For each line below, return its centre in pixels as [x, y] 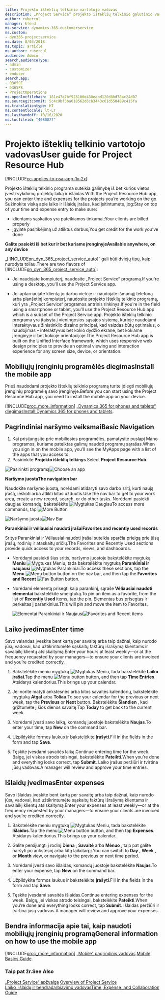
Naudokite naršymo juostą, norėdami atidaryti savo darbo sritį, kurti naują [79, 488]
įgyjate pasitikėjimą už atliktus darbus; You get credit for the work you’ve [85, 229]
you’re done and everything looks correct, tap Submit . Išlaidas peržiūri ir [86, 905]
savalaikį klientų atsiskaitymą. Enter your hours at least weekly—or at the [78, 652]
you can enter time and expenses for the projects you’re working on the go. [82, 199]
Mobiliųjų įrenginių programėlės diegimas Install [80, 366]
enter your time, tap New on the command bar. [59, 727]
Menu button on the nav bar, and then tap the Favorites [84, 574]
